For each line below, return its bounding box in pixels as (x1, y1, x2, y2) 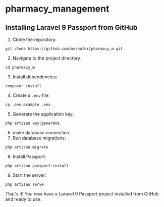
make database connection (12, 130, 70, 135)
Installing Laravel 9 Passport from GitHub (5, 23, 138, 32)
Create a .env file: (12, 92, 50, 98)
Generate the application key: (12, 111, 74, 117)
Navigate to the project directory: (12, 55, 82, 61)
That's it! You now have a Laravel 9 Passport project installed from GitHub (5, 191, 159, 197)
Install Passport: (12, 153, 46, 160)
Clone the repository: (12, 36, 57, 42)
